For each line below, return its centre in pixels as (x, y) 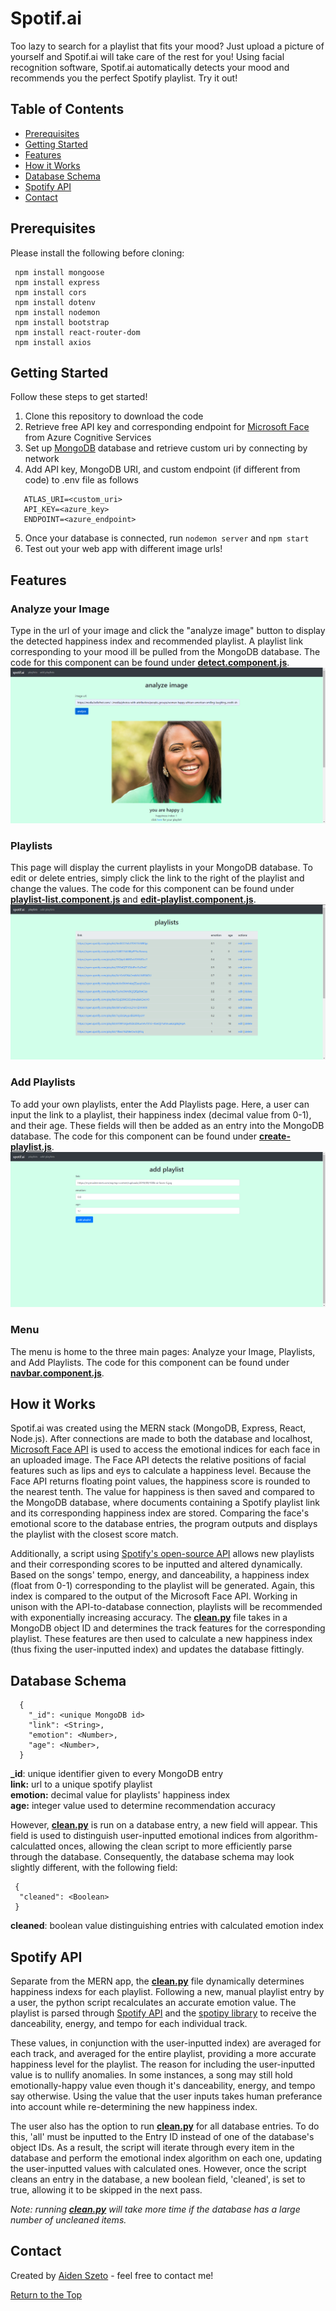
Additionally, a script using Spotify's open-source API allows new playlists (162, 1554)
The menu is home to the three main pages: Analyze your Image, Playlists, (163, 1351)
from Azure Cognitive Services (88, 438)
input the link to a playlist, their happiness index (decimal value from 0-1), (161, 1114)
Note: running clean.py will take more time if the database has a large (155, 2209)
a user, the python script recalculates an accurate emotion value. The (153, 2003)
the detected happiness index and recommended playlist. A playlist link (157, 641)
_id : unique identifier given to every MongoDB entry (117, 1774)
